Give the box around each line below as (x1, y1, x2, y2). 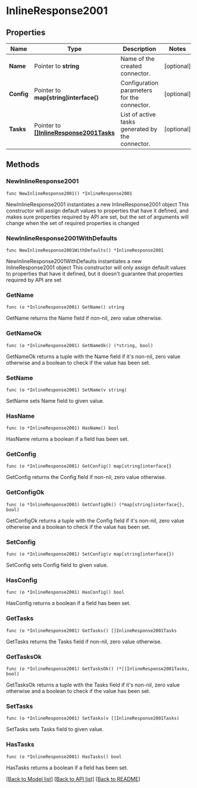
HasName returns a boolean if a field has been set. (6, 436, 129, 443)
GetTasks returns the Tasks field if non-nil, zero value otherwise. (6, 638, 162, 645)
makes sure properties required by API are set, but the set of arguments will (6, 213, 189, 220)
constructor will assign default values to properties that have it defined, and (6, 207, 189, 214)
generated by (120, 125, 158, 133)
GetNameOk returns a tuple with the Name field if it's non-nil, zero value (6, 353, 181, 360)
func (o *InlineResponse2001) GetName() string (6, 304, 125, 310)
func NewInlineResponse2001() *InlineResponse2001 (6, 191, 133, 196)
